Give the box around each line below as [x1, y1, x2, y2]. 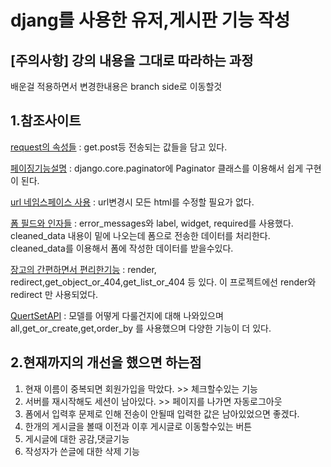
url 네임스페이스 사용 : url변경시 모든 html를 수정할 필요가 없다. [10, 196, 255, 208]
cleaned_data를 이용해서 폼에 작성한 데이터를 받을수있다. [10, 242, 234, 254]
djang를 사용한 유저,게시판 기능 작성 [10, 9, 291, 32]
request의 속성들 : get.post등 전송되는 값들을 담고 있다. [10, 141, 228, 153]
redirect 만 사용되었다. [10, 288, 99, 300]
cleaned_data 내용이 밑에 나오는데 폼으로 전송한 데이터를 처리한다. [10, 229, 271, 241]
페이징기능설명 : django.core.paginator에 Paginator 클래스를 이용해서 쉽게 [10, 162, 304, 174]
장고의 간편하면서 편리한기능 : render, [10, 263, 157, 275]
